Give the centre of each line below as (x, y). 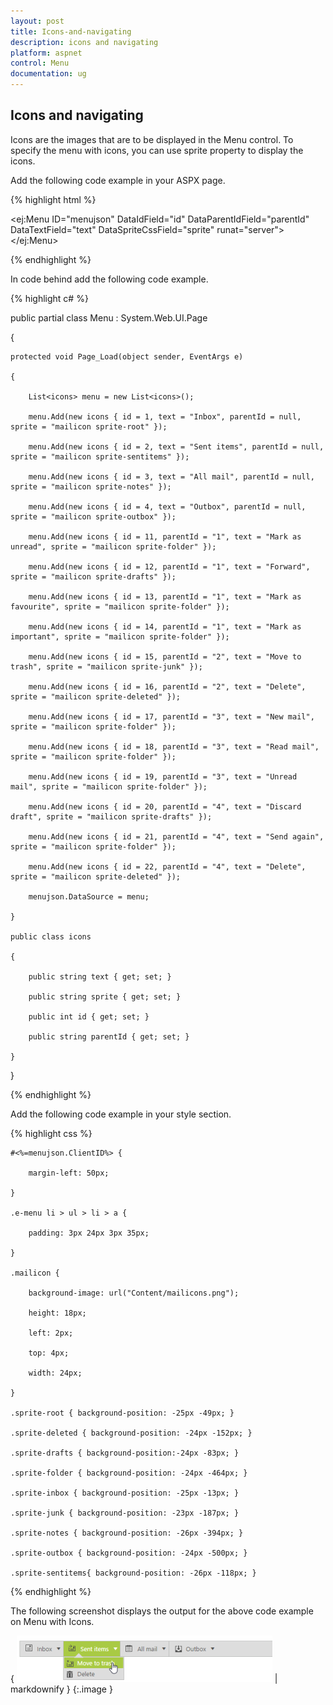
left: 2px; (51, 1333)
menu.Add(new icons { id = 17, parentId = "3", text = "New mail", (171, 716)
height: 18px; (57, 1313)
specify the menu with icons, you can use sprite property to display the (157, 150)
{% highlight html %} (53, 199)
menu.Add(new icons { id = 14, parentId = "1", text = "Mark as (165, 626)
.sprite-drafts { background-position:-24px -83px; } (125, 1453)
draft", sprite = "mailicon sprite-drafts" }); (111, 816)
